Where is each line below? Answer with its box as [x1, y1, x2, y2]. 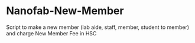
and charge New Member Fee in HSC [6, 29, 97, 37]
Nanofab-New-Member [6, 4, 124, 18]
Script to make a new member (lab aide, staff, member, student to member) [6, 24, 190, 31]
